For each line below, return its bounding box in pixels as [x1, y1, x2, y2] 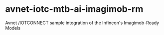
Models [5, 25, 21, 31]
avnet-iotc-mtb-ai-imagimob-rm [5, 3, 144, 15]
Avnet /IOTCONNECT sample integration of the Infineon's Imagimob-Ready [5, 20, 160, 26]
